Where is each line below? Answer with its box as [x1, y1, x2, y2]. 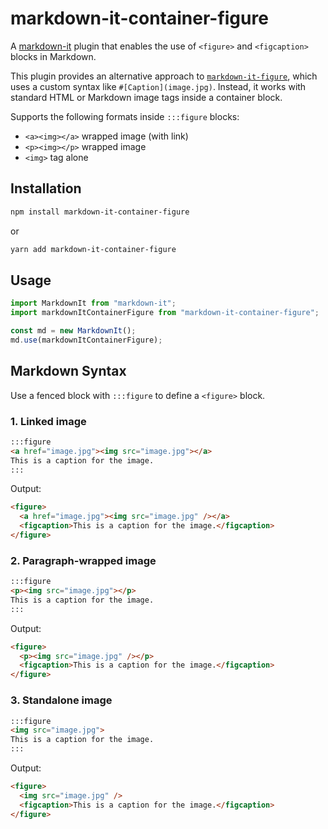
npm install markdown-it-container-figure [10, 207, 190, 217]
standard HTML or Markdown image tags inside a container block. [10, 91, 283, 103]
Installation [10, 180, 82, 197]
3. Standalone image [10, 693, 113, 707]
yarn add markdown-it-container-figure [10, 244, 177, 254]
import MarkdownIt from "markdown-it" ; [10, 298, 177, 309]
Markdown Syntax [10, 363, 127, 380]
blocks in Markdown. [10, 50, 97, 62]
